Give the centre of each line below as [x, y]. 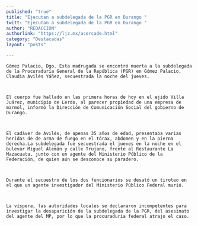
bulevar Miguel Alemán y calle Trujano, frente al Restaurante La [90, 149]
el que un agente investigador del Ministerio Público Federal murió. [95, 185]
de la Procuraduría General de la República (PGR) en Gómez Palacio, [94, 71]
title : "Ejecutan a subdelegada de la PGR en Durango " [76, 17]
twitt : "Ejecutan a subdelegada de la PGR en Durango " [76, 22]
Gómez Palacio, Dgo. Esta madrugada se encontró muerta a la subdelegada [99, 66]
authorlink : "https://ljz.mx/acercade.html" [62, 34]
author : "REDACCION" [32, 28]
